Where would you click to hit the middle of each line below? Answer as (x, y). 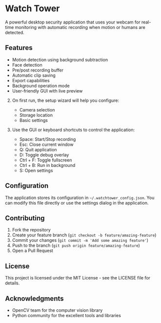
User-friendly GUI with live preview (47, 91)
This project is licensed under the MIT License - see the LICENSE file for (78, 278)
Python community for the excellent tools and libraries (66, 315)
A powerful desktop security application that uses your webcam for (73, 22)
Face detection (27, 65)
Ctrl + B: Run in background (47, 165)
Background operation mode (41, 86)
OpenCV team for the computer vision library (57, 310)
